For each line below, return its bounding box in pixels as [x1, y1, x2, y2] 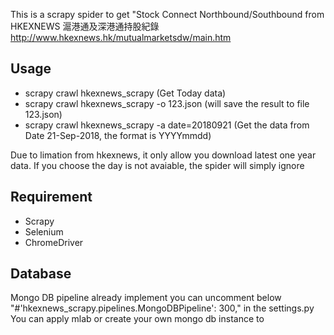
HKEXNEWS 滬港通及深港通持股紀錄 [10, 20, 160, 32]
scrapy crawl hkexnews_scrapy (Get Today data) [24, 87, 227, 99]
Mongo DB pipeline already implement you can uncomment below [10, 292, 282, 304]
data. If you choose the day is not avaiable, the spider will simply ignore [10, 159, 305, 171]
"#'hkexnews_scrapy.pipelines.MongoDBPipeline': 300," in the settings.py [10, 302, 315, 314]
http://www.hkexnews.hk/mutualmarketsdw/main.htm [10, 32, 232, 43]
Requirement [10, 189, 93, 206]
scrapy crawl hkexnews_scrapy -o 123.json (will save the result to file [24, 97, 310, 109]
